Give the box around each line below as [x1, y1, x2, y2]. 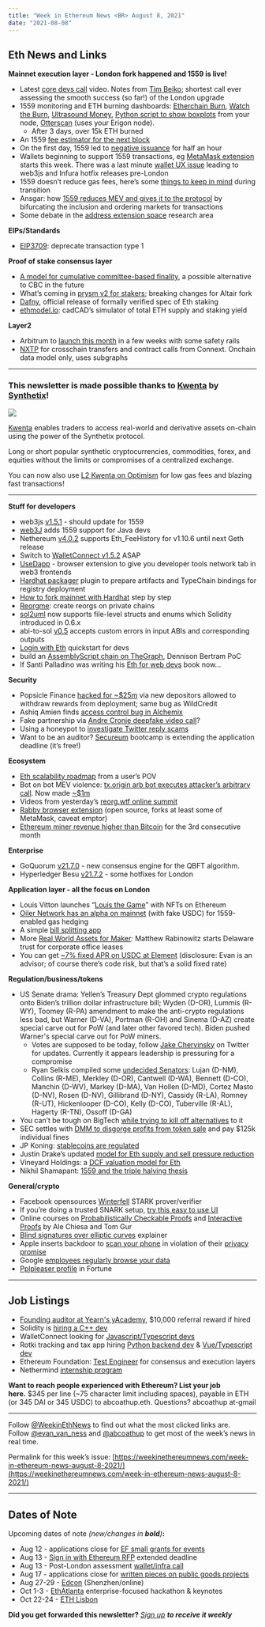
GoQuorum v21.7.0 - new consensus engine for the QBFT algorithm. [19, 861, 241, 870]
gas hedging [47, 917, 89, 926]
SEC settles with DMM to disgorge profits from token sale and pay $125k [19, 1124, 256, 1133]
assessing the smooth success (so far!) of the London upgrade [19, 93, 225, 103]
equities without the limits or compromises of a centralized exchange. [8, 455, 234, 464]
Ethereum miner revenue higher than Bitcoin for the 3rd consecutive [19, 822, 241, 831]
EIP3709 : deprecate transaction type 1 [19, 241, 144, 251]
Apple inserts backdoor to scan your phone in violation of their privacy [19, 1239, 249, 1248]
